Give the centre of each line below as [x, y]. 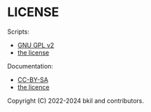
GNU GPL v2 [36, 45]
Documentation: [30, 66]
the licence [34, 87]
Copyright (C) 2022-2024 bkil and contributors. [76, 100]
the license [33, 52]
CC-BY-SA [33, 79]
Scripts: [19, 31]
